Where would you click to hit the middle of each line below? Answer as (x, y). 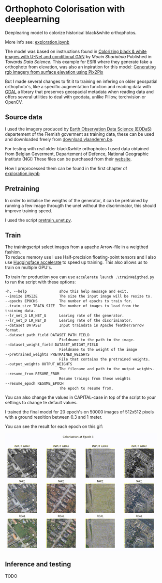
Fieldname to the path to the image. (97, 340)
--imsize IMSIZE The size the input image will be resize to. (79, 297)
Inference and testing (38, 564)
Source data (24, 117)
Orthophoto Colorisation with (65, 9)
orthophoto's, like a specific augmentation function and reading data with (78, 86)
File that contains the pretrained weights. (104, 360)
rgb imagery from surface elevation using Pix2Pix (54, 72)
